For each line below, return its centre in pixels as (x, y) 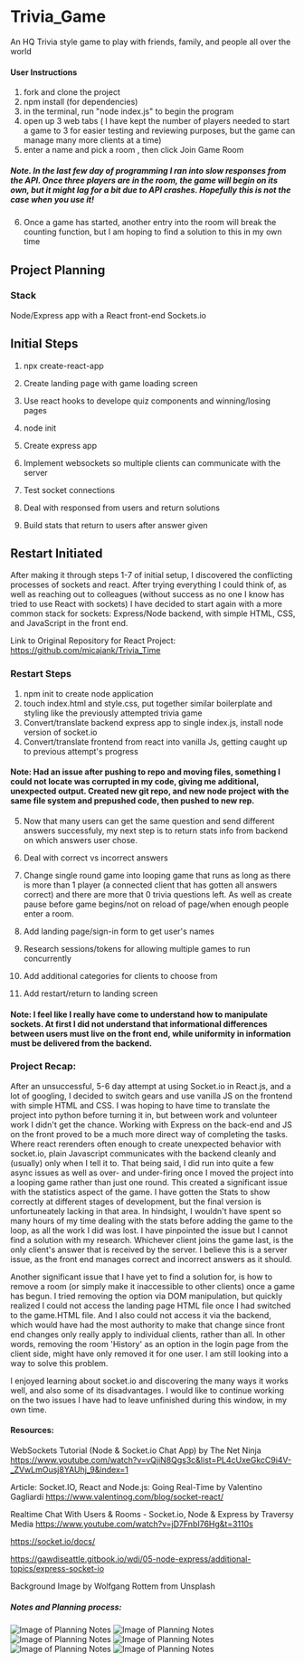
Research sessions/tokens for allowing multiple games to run (137, 948)
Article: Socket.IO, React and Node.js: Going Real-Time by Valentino (137, 1487)
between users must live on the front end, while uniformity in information (151, 1033)
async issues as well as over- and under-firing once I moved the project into (152, 1173)
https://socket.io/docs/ (53, 1542)
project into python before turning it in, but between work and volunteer (144, 1115)
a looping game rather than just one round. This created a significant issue (149, 1182)
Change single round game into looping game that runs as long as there (157, 875)
